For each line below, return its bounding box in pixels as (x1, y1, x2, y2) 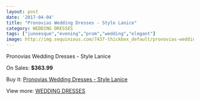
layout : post (6, 8, 39, 15)
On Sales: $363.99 (6, 64, 54, 71)
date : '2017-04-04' (6, 14, 55, 20)
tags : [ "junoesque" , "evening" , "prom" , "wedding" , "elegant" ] (6, 31, 156, 37)
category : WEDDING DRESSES (6, 25, 73, 32)
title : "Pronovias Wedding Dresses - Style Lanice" (6, 20, 137, 26)
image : (6, 36, 23, 42)
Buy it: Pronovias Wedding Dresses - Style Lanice (6, 76, 128, 83)
